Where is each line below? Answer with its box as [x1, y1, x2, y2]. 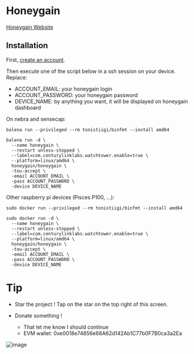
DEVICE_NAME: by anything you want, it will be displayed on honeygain [14, 98, 188, 105]
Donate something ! [14, 312, 63, 319]
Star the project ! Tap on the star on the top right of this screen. [14, 300, 168, 308]
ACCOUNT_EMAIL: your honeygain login [14, 85, 113, 92]
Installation [6, 41, 48, 51]
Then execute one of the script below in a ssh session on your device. [6, 68, 176, 75]
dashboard [14, 104, 41, 111]
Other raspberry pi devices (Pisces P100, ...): [6, 193, 115, 201]
